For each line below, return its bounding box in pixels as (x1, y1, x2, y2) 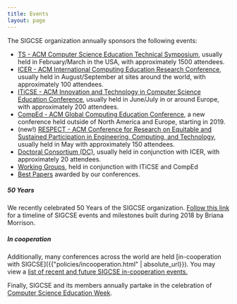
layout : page (7, 17, 46, 24)
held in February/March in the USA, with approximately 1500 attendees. (17, 57, 225, 66)
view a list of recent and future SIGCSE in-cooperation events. (7, 267, 188, 276)
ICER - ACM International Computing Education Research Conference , (17, 65, 222, 73)
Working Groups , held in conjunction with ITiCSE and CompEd (17, 162, 199, 171)
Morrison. (7, 219, 36, 227)
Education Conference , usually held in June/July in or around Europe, (17, 95, 220, 103)
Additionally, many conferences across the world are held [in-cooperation (7, 253, 222, 261)
